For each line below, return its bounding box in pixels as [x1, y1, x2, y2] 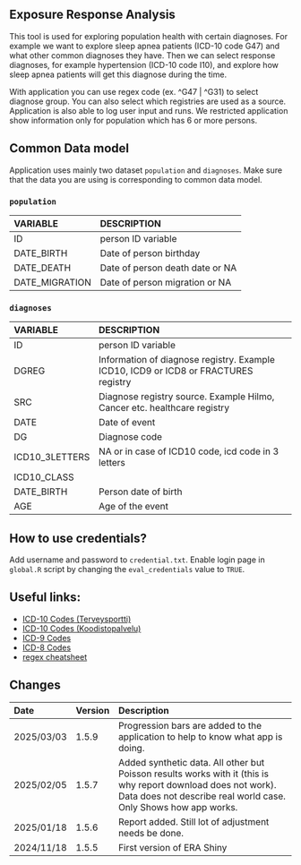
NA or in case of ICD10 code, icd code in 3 [98, 445, 279, 458]
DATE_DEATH [13, 261, 72, 274]
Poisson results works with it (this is [117, 767, 269, 780]
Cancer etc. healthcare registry [98, 402, 230, 415]
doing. [117, 741, 145, 754]
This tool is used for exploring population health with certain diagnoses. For [9, 30, 288, 41]
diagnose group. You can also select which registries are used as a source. [9, 96, 287, 107]
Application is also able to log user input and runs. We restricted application [9, 105, 288, 116]
